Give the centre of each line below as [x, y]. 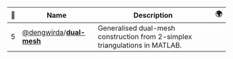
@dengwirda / [44, 32]
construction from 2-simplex [145, 37]
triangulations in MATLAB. [140, 45]
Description [153, 15]
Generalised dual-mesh [136, 28]
